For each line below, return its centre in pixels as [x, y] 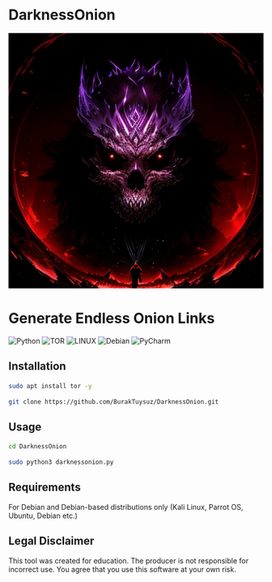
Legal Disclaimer [51, 541]
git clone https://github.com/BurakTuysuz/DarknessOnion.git [114, 402]
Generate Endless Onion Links [112, 319]
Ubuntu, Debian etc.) [43, 516]
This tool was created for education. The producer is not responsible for [129, 560]
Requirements [45, 488]
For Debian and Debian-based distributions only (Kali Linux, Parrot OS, [126, 507]
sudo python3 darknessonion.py [61, 462]
